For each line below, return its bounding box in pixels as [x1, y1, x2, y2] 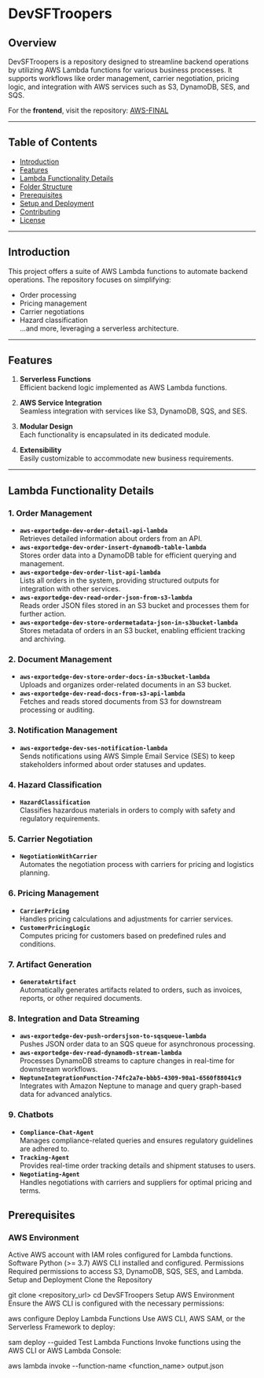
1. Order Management [8, 507, 93, 518]
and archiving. [19, 635, 67, 644]
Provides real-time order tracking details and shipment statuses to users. [19, 1161, 256, 1170]
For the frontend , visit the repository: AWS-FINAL [8, 106, 169, 115]
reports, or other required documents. [19, 993, 143, 1002]
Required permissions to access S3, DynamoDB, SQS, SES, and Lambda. [8, 1267, 244, 1276]
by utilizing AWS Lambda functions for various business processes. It [8, 65, 233, 75]
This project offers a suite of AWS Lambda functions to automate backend [8, 266, 248, 276]
